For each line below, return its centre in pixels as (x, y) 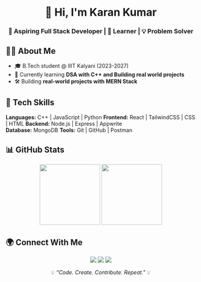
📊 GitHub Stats (35, 150)
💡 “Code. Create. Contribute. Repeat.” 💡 (101, 272)
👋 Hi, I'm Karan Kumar (101, 12)
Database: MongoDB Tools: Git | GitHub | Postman (69, 130)
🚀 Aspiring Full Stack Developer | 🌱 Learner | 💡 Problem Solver (101, 31)
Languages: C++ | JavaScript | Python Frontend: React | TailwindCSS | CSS (101, 117)
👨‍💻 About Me (31, 51)
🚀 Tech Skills (30, 103)
